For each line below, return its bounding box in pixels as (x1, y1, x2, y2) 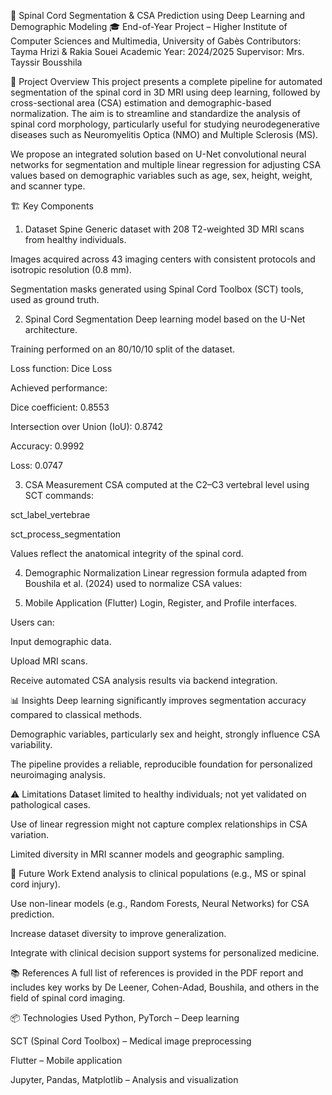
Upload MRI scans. (10, 655, 88, 667)
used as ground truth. (10, 294, 100, 305)
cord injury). (10, 878, 61, 890)
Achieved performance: (10, 382, 108, 394)
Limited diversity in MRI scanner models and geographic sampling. (10, 848, 285, 860)
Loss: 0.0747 (10, 460, 63, 471)
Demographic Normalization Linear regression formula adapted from (24, 567, 308, 579)
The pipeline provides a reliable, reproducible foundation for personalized (10, 758, 313, 770)
